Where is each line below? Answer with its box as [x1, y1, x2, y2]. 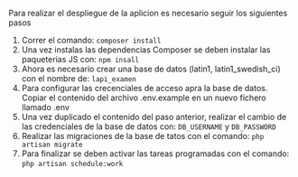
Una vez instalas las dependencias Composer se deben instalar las [21, 44, 271, 55]
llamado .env [21, 102, 70, 112]
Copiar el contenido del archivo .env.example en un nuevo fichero [21, 92, 267, 103]
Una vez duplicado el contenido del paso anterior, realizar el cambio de [21, 112, 287, 122]
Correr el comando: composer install [21, 35, 162, 45]
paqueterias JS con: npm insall [21, 54, 140, 64]
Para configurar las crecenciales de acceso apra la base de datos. [21, 83, 268, 93]
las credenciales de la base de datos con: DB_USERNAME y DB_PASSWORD [21, 121, 276, 132]
